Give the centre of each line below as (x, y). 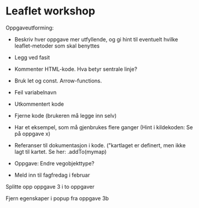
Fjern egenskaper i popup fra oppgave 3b (57, 198)
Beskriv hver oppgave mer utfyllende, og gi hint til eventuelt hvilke (96, 39)
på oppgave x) (32, 133)
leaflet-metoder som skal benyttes (57, 46)
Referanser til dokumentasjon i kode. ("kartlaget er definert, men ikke (100, 145)
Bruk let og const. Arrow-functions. (58, 81)
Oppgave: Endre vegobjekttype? (54, 163)
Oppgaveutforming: (30, 28)
